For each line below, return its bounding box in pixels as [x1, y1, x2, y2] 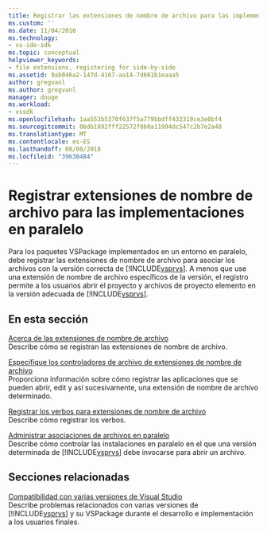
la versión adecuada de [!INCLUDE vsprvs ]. [8, 289, 149, 299]
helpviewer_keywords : [8, 57, 80, 65]
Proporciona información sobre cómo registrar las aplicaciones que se [8, 374, 238, 383]
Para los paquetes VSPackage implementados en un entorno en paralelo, [8, 247, 248, 257]
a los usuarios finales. [8, 517, 79, 527]
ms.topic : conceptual [8, 49, 80, 57]
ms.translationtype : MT [8, 130, 87, 138]
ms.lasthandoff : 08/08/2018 [8, 145, 102, 153]
